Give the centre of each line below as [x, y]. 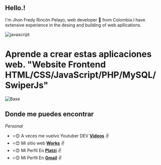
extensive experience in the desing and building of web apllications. [73, 25]
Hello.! [15, 8]
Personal [14, 126]
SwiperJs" [27, 85]
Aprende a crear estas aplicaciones [79, 54]
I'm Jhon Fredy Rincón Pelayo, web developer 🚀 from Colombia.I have [75, 20]
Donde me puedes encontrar [50, 114]
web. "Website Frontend [55, 64]
